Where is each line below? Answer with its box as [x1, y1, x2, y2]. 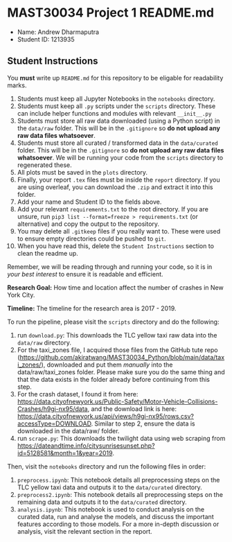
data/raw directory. [17, 338, 71, 347]
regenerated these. [17, 161, 73, 169]
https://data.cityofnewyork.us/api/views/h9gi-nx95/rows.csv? [17, 412, 194, 420]
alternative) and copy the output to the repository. [17, 220, 160, 228]
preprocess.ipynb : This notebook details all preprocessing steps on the [17, 475, 220, 484]
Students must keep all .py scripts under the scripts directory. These [17, 102, 216, 110]
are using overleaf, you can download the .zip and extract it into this [17, 182, 213, 191]
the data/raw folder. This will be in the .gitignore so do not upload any [17, 123, 220, 132]
